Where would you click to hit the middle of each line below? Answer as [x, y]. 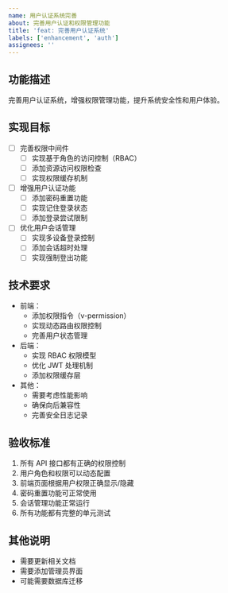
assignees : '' [32, 45]
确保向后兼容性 [56, 405]
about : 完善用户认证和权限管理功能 [59, 23]
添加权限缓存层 [56, 375]
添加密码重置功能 [60, 198]
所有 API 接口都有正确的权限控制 [73, 463]
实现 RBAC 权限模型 [64, 355]
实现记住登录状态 [60, 208]
